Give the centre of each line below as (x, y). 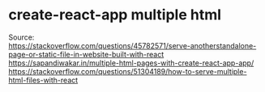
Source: (21, 37)
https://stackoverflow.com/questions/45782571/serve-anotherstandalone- (132, 45)
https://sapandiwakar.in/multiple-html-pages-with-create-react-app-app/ (131, 63)
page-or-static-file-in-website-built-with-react (86, 54)
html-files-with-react (43, 80)
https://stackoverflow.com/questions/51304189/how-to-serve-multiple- (128, 71)
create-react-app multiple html (115, 15)
